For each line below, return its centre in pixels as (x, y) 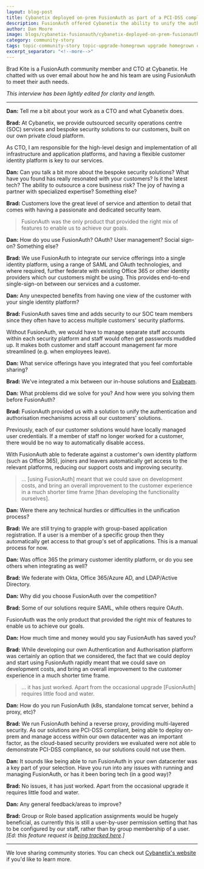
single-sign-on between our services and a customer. (73, 284)
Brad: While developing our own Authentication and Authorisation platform (100, 649)
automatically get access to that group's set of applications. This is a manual (102, 541)
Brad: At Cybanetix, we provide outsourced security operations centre (94, 123)
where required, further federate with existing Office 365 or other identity (98, 270)
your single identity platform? (43, 302)
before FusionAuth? (31, 399)
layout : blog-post (29, 12)
